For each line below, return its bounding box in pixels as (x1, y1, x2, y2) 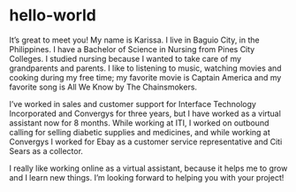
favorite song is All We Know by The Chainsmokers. (9, 81, 197, 92)
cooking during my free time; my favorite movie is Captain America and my (9, 72, 282, 82)
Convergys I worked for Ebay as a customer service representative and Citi (9, 136, 283, 147)
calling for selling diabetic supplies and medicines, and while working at (9, 127, 271, 137)
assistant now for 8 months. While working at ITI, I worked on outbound (9, 117, 269, 128)
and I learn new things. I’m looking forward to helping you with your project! (9, 172, 285, 182)
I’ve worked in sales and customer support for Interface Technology (9, 98, 256, 109)
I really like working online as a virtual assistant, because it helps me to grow (9, 163, 288, 173)
